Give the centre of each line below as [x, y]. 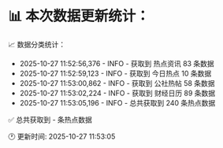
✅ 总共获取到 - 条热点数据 [50, 120]
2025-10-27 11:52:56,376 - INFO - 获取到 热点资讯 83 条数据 [117, 63]
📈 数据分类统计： [37, 44]
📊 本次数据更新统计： [79, 16]
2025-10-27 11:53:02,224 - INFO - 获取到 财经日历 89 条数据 [117, 93]
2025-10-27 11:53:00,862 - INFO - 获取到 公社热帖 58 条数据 [117, 83]
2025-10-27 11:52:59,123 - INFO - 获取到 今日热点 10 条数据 [115, 73]
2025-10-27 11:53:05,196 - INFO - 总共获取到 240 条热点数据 [117, 102]
